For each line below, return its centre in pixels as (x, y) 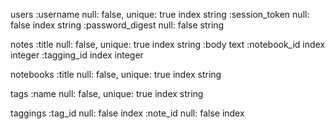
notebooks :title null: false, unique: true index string (116, 74)
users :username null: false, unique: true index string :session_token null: (160, 14)
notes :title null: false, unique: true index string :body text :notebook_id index (168, 44)
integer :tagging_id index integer (77, 55)
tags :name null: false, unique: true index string (107, 93)
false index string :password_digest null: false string (117, 25)
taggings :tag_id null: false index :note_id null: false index (127, 113)
